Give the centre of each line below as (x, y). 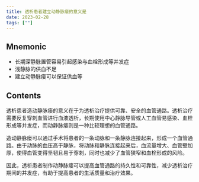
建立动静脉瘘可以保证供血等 (49, 76)
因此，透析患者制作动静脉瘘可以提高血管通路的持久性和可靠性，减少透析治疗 (99, 165)
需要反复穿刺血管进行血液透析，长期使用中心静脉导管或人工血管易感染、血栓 (99, 118)
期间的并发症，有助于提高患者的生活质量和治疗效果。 (71, 173)
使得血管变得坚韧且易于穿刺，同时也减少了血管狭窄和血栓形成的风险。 (102, 153)
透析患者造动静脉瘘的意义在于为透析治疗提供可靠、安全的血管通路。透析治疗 (99, 111)
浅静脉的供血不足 (36, 69)
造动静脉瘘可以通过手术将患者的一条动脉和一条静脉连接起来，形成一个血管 (97, 138)
